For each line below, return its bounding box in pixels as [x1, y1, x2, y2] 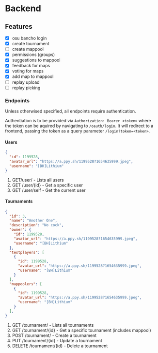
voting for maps [12, 68, 44, 74]
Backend [5, 3, 41, 14]
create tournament [12, 41, 49, 47]
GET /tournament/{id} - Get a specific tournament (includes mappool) [12, 327, 151, 333]
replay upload [12, 79, 40, 85]
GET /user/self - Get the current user [12, 187, 86, 193]
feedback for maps [12, 63, 50, 69]
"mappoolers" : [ [9, 281, 42, 286]
